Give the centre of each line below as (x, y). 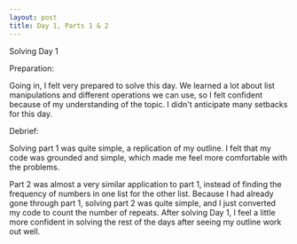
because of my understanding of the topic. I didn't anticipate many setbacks (148, 104)
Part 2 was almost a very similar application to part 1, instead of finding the (145, 184)
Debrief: (24, 130)
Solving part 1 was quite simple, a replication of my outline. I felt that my (141, 148)
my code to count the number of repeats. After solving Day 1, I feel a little (143, 212)
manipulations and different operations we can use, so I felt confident (136, 95)
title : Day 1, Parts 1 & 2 (59, 26)
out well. (25, 231)
